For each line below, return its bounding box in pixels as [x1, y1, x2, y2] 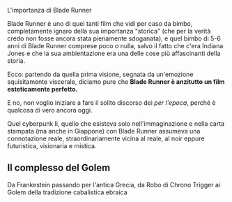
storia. [7, 57, 26, 65]
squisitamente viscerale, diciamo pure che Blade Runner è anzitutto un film [7, 78, 225, 86]
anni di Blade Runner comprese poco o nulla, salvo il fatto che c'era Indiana [7, 42, 224, 50]
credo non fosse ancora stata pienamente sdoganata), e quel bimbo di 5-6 [7, 34, 221, 43]
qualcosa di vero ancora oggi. [7, 106, 93, 114]
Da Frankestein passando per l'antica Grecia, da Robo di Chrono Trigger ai [7, 180, 221, 189]
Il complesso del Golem [7, 162, 111, 174]
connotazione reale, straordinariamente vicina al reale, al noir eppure [7, 134, 205, 143]
